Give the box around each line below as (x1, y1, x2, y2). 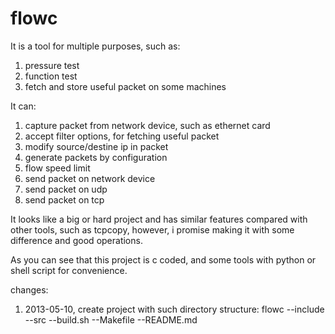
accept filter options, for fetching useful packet (24, 130, 220, 142)
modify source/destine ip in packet (24, 140, 169, 152)
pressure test (24, 59, 80, 71)
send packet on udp (24, 183, 108, 195)
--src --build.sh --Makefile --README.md (24, 313, 198, 326)
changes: (10, 283, 49, 296)
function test (24, 70, 78, 82)
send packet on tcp (24, 193, 105, 206)
